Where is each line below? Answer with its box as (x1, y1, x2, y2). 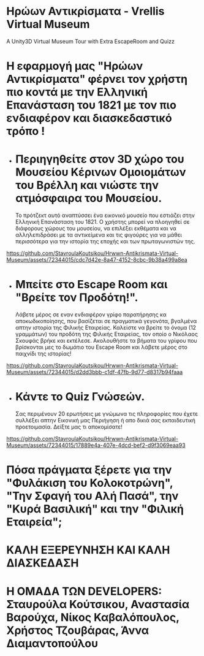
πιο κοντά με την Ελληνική (6, 85, 148, 99)
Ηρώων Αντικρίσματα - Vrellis (6, 4, 165, 18)
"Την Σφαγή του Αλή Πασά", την (6, 489, 179, 503)
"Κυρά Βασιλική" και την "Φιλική (6, 502, 184, 516)
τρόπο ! (6, 124, 45, 139)
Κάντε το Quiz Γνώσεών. (15, 390, 145, 404)
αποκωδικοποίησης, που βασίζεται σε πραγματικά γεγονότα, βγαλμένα (15, 318, 197, 324)
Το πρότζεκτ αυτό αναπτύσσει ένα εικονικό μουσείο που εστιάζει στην (15, 212, 195, 219)
